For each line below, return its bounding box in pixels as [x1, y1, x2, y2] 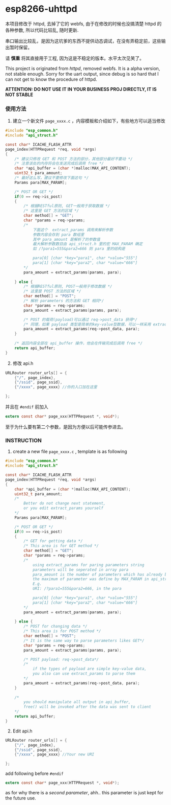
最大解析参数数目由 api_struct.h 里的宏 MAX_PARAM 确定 [32, 241, 143, 247]
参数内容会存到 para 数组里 [32, 232, 84, 237]
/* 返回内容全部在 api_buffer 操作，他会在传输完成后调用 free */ [14, 341, 143, 346]
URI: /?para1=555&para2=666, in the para [32, 586, 122, 591]
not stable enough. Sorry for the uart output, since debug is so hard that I [5, 71, 159, 77]
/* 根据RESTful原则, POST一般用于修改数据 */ [23, 284, 112, 289]
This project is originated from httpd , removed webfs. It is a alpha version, [5, 65, 160, 72]
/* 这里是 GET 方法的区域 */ [23, 208, 79, 214]
